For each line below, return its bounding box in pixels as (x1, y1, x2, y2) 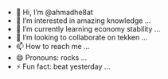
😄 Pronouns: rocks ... (15, 53, 88, 62)
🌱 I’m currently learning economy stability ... (15, 24, 161, 33)
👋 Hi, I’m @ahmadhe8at (15, 8, 93, 17)
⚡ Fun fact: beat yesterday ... (15, 62, 111, 71)
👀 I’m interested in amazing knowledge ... (15, 16, 151, 25)
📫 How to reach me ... (15, 42, 90, 51)
